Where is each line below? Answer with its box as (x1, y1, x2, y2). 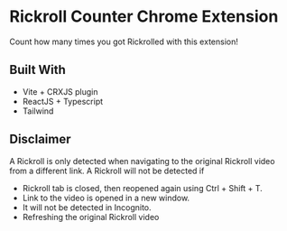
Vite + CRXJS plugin (22, 86, 98, 97)
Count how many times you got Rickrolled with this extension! (9, 36, 239, 47)
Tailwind (22, 106, 54, 116)
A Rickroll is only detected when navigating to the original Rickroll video (9, 155, 275, 166)
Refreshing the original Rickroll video (22, 211, 160, 222)
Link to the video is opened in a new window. (22, 192, 190, 203)
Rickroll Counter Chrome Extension (9, 6, 279, 27)
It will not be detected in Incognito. (22, 201, 152, 213)
